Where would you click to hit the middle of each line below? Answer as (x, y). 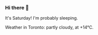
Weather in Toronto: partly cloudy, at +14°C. (49, 27)
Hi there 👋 (17, 8)
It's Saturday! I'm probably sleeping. (42, 18)
